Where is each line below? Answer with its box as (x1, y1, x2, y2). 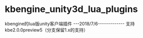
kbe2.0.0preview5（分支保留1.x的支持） (5, 26, 89, 33)
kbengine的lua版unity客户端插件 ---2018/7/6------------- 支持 (5, 20, 135, 26)
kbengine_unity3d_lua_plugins (5, 3, 138, 15)
